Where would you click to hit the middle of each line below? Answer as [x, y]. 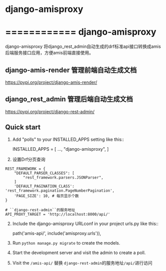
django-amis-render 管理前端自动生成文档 [71, 70]
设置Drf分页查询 [29, 159]
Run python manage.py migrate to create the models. [66, 243]
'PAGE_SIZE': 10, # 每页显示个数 [47, 196]
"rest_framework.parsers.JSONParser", [63, 177]
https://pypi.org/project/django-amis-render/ [51, 82]
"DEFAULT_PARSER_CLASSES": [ [44, 173]
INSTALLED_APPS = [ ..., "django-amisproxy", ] [60, 149]
